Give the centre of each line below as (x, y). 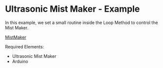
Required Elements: (25, 46)
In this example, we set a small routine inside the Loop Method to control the (81, 23)
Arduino (20, 61)
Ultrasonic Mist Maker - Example (72, 9)
